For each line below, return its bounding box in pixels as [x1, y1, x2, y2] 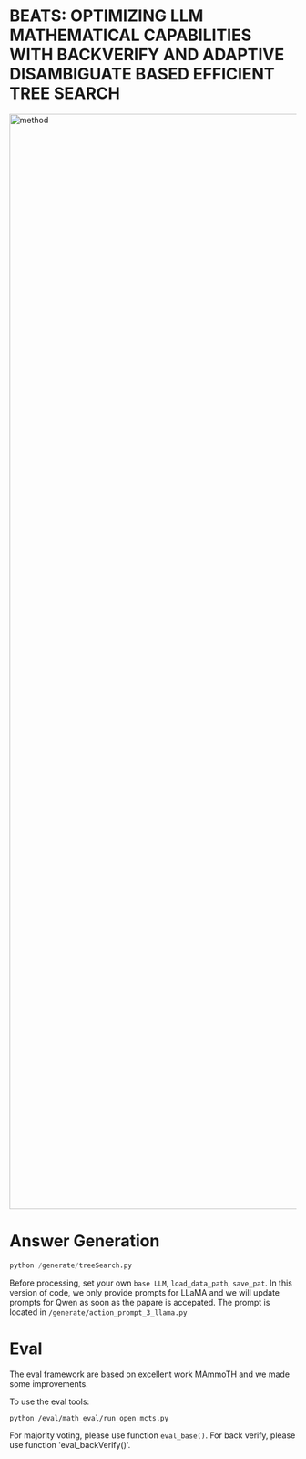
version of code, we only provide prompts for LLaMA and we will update [9, 1286, 280, 1297]
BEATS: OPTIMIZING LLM [9, 5, 204, 26]
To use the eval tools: [9, 1396, 89, 1407]
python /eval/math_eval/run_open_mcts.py [9, 1413, 169, 1422]
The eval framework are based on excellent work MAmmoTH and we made [9, 1369, 290, 1380]
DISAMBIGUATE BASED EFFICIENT [9, 64, 275, 85]
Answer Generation [9, 1231, 160, 1252]
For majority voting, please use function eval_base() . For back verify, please [9, 1430, 296, 1441]
